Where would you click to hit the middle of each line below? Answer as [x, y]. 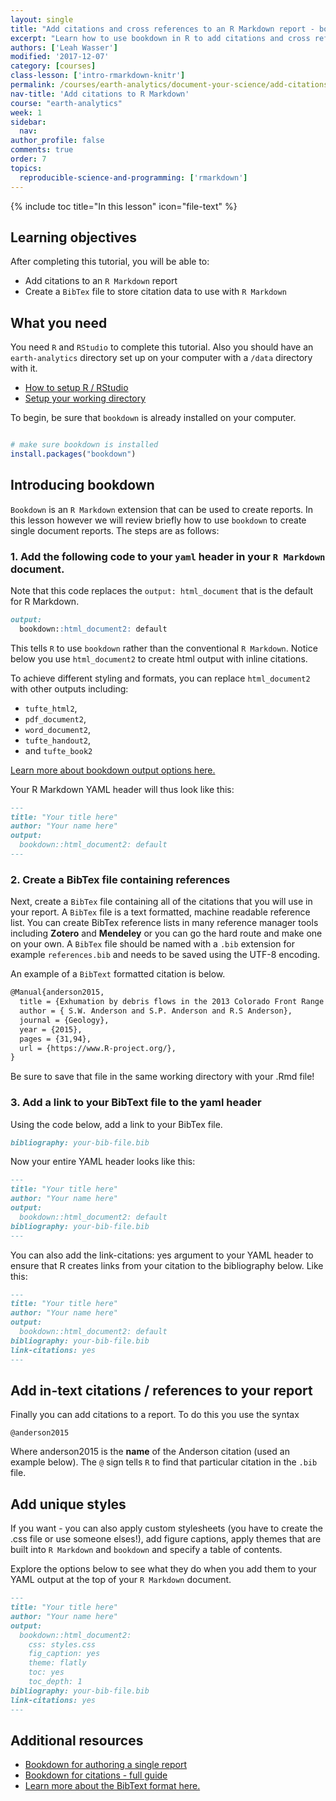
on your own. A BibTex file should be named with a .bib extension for [152, 944]
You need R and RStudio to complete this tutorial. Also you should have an [162, 347]
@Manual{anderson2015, [57, 992]
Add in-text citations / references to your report [161, 1390]
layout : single [42, 19]
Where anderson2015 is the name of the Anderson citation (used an [150, 1452]
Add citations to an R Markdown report [101, 281]
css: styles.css [62, 1644]
